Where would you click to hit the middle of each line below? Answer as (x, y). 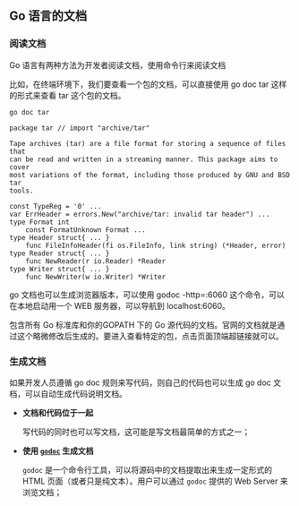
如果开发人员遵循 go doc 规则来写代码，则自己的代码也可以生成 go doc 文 (145, 382)
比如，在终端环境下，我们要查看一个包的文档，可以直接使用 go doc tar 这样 (148, 84)
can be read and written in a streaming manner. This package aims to (144, 159)
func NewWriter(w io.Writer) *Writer (96, 277)
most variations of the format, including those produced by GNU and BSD (150, 175)
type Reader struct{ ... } (60, 253)
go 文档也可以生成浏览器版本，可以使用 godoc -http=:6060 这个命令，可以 (147, 295)
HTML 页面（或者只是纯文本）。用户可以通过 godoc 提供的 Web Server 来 (155, 481)
